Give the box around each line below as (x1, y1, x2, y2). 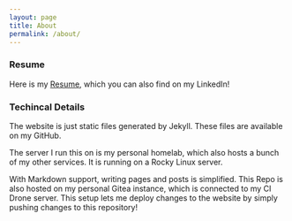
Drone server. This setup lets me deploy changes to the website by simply (9, 192, 278, 203)
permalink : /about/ (9, 29, 81, 38)
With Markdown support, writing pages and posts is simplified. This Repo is (9, 173, 284, 184)
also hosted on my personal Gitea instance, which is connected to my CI (9, 183, 272, 194)
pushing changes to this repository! (9, 202, 139, 212)
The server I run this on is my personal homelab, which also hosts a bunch (9, 147, 280, 157)
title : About (9, 21, 57, 30)
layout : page (9, 12, 57, 22)
